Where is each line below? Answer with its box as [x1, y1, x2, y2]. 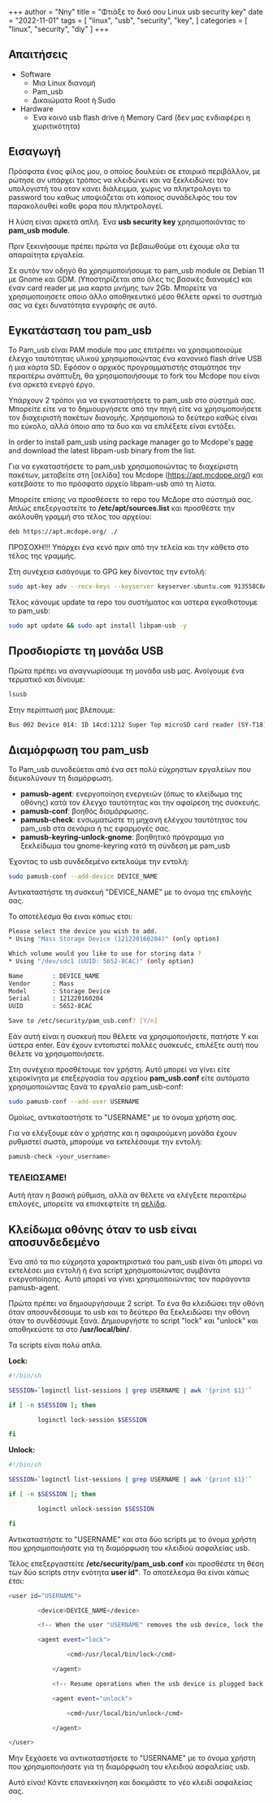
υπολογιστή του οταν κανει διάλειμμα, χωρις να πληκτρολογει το [8, 183, 232, 194]
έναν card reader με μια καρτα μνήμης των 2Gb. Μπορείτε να [8, 282, 218, 292]
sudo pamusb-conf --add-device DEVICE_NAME [8, 872, 158, 881]
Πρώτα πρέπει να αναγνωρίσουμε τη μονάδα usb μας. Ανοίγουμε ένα [8, 666, 245, 675]
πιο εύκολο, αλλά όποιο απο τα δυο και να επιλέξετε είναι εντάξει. [8, 421, 236, 431]
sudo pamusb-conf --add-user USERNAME [8, 1098, 140, 1106]
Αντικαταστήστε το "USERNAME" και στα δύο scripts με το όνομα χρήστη [8, 1534, 257, 1544]
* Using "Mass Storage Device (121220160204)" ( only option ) [8, 935, 220, 943]
